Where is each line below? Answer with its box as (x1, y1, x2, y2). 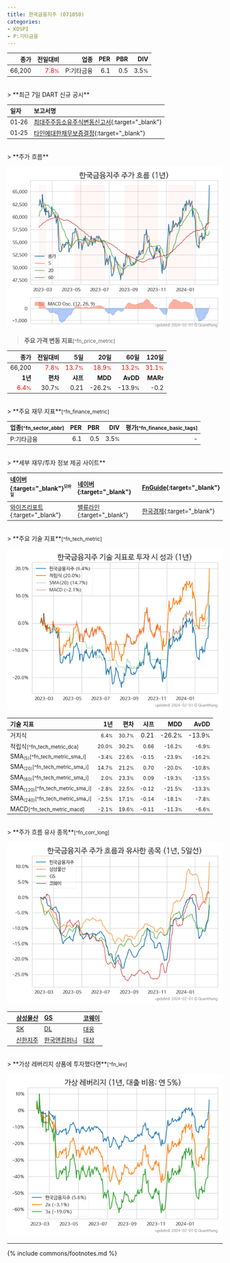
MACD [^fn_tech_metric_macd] (10, 804, 86, 813)
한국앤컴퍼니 (44, 1036, 77, 1044)
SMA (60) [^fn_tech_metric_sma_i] (10, 773, 89, 782)
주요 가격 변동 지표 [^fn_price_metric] (23, 337, 116, 344)
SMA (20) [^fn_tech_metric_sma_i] (10, 762, 89, 771)
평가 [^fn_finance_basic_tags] (125, 424, 199, 432)
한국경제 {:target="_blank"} (142, 507, 216, 515)
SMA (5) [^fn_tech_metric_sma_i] (10, 751, 87, 761)
